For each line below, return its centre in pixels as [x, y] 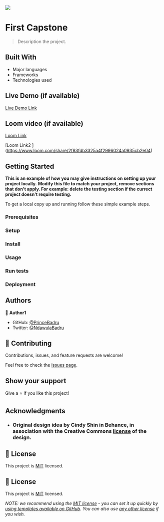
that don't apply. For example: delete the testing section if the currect [79, 189]
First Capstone [36, 28]
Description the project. [42, 41]
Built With [21, 57]
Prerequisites [22, 217]
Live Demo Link [21, 108]
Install [13, 244]
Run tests [17, 271]
